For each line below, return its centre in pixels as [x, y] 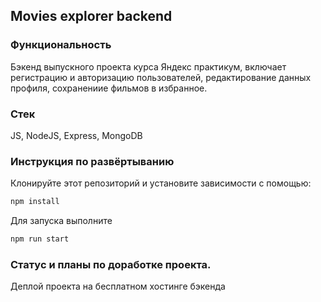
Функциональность [61, 45]
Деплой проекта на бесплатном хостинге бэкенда [118, 286]
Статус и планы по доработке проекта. [111, 264]
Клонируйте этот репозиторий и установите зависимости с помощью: [161, 183]
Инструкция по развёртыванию [92, 161]
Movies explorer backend [91, 16]
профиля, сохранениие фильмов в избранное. [109, 88]
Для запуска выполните [61, 221]
